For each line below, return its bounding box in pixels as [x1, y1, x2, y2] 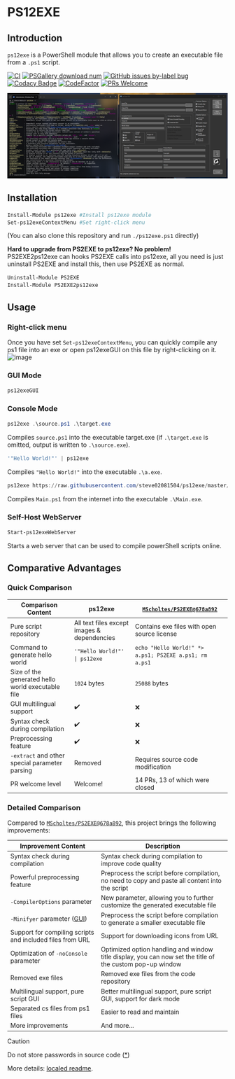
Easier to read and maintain [101, 1008, 180, 1016]
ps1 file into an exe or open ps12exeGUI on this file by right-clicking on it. [7, 345, 217, 354]
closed [135, 784, 155, 792]
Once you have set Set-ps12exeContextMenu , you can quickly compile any [7, 337, 218, 347]
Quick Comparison [7, 583, 72, 592]
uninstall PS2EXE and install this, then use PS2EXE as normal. [7, 260, 185, 268]
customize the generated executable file [101, 901, 217, 910]
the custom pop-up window [101, 960, 182, 968]
